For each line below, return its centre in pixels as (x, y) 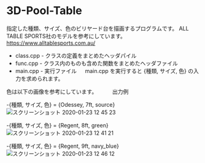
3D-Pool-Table (44, 11)
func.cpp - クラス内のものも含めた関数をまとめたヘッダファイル (96, 63)
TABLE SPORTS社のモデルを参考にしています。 (66, 36)
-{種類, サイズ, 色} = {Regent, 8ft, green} (57, 125)
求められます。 (45, 78)
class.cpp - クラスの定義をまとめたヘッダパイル (76, 55)
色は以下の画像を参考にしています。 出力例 (68, 91)
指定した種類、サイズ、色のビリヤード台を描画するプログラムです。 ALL (98, 28)
